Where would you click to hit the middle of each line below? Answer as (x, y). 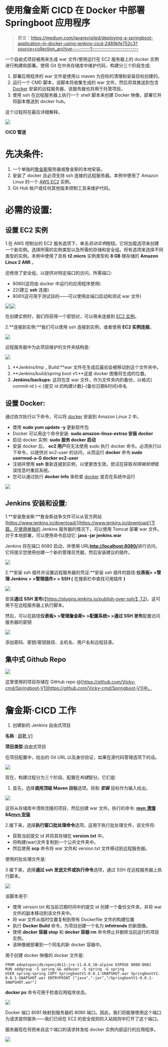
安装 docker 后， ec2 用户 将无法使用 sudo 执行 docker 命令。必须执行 (85, 446)
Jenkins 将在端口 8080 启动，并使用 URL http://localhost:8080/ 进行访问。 (82, 546)
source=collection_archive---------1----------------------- (78, 49)
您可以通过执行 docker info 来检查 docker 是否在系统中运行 (74, 476)
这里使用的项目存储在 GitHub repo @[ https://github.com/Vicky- (70, 682)
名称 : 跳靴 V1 (19, 736)
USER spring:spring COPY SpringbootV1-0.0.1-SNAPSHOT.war (67, 974)
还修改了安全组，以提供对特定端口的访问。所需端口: (59, 273)
